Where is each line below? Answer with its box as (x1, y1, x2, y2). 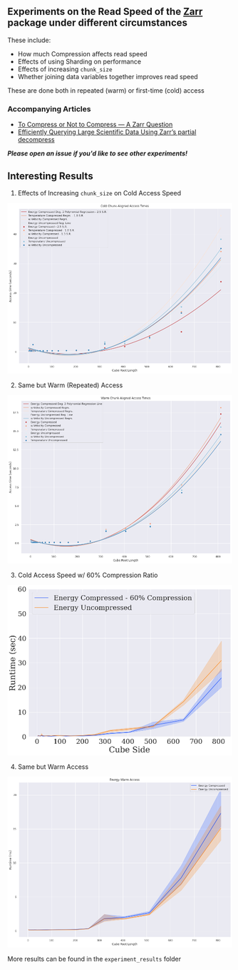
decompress (17, 136, 55, 144)
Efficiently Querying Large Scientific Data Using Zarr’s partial (17, 128, 197, 136)
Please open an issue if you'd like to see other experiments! (7, 149, 188, 158)
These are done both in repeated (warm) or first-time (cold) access (7, 86, 205, 95)
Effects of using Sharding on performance (17, 57, 141, 66)
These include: (7, 36, 51, 44)
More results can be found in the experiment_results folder (7, 955, 182, 964)
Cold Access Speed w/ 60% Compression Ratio (17, 571, 158, 579)
